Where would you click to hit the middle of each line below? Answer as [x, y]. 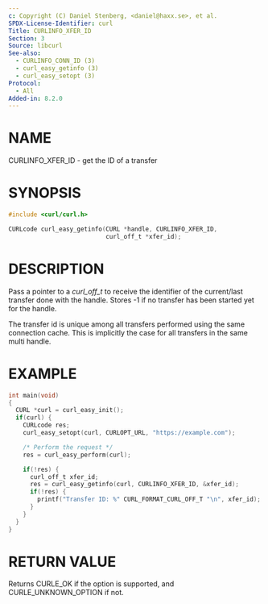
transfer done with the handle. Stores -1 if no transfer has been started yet [132, 300]
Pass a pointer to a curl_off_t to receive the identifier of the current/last [126, 291]
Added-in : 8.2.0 [35, 98]
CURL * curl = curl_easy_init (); [70, 410]
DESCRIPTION [56, 269]
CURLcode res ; [46, 425]
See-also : [25, 53]
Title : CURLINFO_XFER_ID [50, 31]
